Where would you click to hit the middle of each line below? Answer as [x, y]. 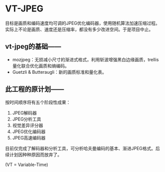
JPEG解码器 [25, 113]
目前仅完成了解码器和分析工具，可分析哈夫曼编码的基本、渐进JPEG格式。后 [82, 148]
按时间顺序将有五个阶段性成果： [38, 102]
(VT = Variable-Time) [27, 165]
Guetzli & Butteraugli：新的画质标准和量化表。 [59, 72]
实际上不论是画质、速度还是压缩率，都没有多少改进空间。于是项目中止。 [79, 29]
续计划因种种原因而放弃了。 [34, 155]
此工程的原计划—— [35, 89]
